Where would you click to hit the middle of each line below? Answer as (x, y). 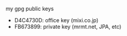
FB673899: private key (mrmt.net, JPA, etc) (68, 27)
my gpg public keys (30, 9)
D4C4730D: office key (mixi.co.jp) (56, 20)
